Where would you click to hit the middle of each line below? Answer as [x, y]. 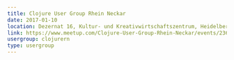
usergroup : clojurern [39, 39]
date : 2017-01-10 [32, 20]
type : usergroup [31, 46]
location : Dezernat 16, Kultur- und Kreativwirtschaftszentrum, [102, 26]
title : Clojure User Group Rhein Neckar [67, 13]
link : [15, 33]
